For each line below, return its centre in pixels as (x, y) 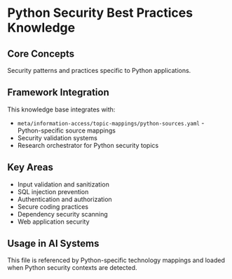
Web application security (53, 222)
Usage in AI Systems (53, 244)
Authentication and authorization (64, 199)
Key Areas (30, 167)
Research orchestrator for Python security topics (88, 145)
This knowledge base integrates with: (61, 109)
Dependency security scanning (63, 214)
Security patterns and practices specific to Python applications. (99, 70)
